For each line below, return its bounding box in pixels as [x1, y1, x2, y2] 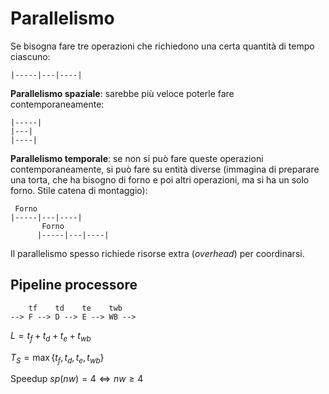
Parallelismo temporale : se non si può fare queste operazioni [10, 152, 264, 164]
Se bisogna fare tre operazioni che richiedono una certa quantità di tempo [10, 40, 315, 52]
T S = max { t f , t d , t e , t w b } [10, 351, 105, 366]
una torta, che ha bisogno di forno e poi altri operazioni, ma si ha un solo [10, 173, 310, 186]
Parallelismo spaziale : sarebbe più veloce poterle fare [10, 87, 235, 99]
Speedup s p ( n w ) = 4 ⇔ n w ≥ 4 [10, 373, 144, 385]
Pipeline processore [10, 277, 138, 294]
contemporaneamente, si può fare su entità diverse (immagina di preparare [10, 163, 320, 175]
